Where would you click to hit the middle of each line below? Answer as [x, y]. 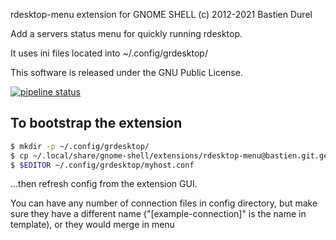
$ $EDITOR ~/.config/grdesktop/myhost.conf [102, 165]
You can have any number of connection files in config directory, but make [164, 203]
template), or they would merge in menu [92, 225]
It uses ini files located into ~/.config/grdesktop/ [109, 53]
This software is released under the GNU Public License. [126, 72]
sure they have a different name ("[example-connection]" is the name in [158, 214]
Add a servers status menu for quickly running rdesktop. [126, 33]
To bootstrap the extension [96, 123]
